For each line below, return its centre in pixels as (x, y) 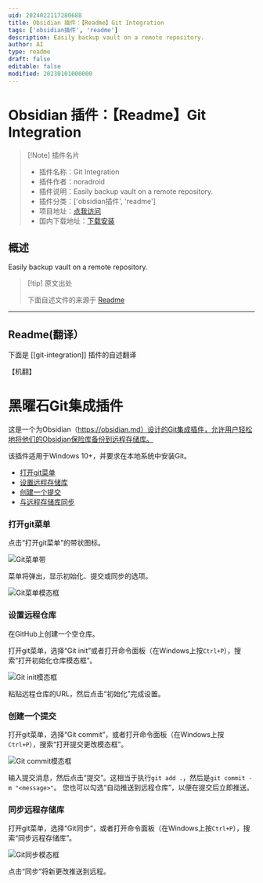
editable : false (34, 67)
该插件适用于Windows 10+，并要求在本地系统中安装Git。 (100, 456)
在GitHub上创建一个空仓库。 (54, 633)
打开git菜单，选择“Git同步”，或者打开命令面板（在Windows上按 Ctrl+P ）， (126, 828)
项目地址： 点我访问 (70, 211)
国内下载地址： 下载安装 (77, 221)
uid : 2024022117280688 (45, 15)
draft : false (29, 60)
